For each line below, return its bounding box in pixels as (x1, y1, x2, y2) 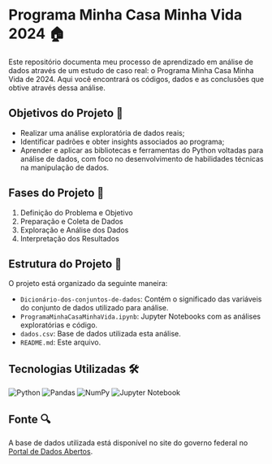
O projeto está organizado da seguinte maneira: (8, 279, 168, 288)
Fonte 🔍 (8, 412, 51, 426)
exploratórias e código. (19, 320, 98, 330)
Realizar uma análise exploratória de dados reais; (19, 128, 185, 137)
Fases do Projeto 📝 (8, 186, 105, 200)
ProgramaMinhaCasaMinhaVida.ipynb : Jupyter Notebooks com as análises (19, 311, 261, 322)
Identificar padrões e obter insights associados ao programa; (19, 137, 225, 146)
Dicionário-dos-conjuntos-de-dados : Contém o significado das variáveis (19, 294, 262, 304)
